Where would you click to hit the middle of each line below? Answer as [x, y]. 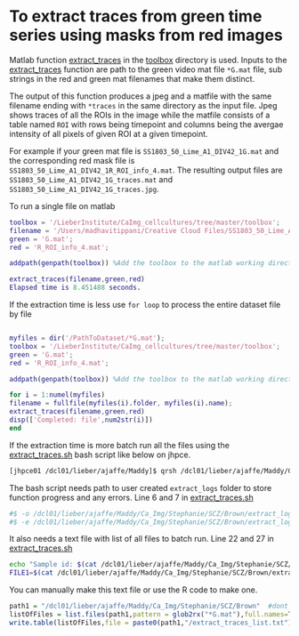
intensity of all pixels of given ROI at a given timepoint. [109, 133]
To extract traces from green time [136, 16]
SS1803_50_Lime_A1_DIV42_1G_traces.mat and [91, 179]
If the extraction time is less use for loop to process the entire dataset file [145, 305]
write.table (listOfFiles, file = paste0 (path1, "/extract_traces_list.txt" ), [153, 623]
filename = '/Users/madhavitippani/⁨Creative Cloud [105, 230]
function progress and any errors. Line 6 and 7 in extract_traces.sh [131, 497]
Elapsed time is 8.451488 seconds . [75, 288]
